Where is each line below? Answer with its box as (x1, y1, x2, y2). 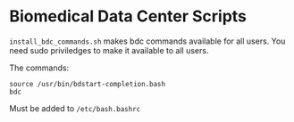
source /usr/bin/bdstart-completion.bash (9, 79, 166, 88)
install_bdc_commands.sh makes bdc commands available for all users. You (9, 36, 286, 46)
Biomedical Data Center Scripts (9, 6, 248, 27)
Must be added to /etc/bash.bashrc (9, 102, 141, 113)
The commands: (9, 62, 70, 73)
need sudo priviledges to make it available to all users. (9, 45, 209, 55)
